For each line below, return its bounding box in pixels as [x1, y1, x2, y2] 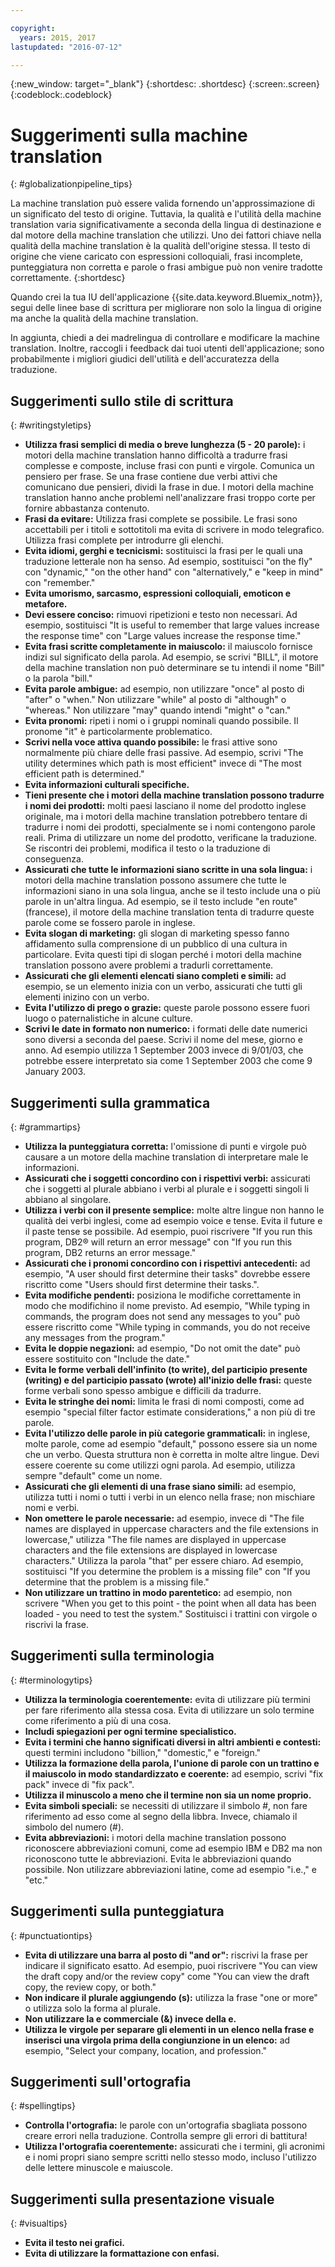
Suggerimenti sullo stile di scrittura [10, 392, 234, 410]
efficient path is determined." [24, 768, 145, 780]
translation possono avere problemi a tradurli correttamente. [24, 959, 274, 971]
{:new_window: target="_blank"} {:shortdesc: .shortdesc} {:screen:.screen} [10, 78, 321, 90]
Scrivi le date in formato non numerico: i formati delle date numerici [24, 1023, 308, 1035]
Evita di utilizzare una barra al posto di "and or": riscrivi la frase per [24, 1949, 309, 1961]
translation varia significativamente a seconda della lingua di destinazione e [10, 219, 322, 231]
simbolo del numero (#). [24, 1821, 125, 1833]
